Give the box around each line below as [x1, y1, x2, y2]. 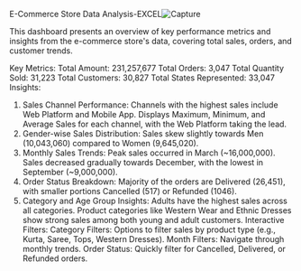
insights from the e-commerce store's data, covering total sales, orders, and [9, 36, 293, 46]
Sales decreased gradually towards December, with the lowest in [22, 157, 264, 167]
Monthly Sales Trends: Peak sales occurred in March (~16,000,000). [22, 147, 277, 158]
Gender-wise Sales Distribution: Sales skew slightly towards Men [22, 128, 264, 139]
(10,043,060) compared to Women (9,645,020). [22, 138, 199, 148]
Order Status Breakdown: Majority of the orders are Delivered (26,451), [22, 176, 286, 187]
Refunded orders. [22, 253, 88, 264]
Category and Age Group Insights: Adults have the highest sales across [22, 195, 288, 206]
